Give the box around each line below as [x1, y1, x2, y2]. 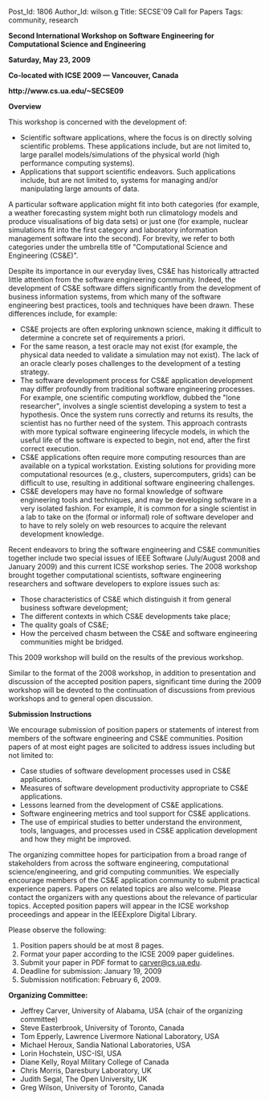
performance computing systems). [19, 158, 135, 168]
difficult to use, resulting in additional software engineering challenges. [19, 478, 255, 487]
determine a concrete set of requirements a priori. [19, 333, 185, 342]
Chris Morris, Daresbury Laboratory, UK [19, 1065, 153, 1075]
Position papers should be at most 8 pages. [19, 941, 165, 950]
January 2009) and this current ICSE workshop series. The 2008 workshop [8, 562, 258, 571]
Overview [8, 102, 42, 111]
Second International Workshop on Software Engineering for [8, 31, 215, 40]
